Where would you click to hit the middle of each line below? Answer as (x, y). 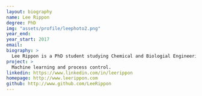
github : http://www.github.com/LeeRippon (59, 84)
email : (14, 45)
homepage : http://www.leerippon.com (52, 78)
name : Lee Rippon (28, 17)
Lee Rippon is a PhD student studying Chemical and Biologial (91, 56)
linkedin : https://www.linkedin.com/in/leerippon (70, 73)
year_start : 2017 (28, 39)
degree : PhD (21, 23)
